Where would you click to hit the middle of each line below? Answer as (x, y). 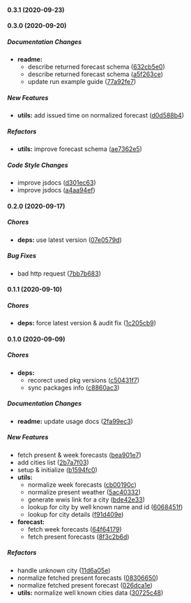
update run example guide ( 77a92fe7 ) (82, 82)
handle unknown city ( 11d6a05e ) (64, 570)
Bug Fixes (22, 256)
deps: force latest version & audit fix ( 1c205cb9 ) (87, 323)
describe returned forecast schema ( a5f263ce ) (95, 74)
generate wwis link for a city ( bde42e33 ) (86, 499)
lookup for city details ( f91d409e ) (76, 514)
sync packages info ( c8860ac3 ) (74, 388)
